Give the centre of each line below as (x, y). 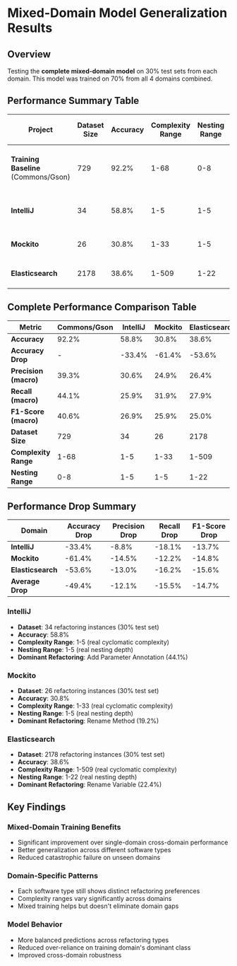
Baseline (26, 168)
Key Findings (37, 807)
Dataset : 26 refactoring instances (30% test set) (88, 691)
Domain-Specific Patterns (53, 875)
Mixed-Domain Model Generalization (117, 13)
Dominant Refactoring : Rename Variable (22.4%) (90, 785)
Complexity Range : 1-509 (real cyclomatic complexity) (97, 769)
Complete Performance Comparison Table (102, 307)
